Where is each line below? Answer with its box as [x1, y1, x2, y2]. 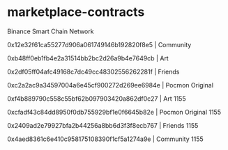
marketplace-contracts [7, 4, 145, 20]
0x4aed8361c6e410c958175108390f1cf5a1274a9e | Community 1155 [7, 135, 204, 143]
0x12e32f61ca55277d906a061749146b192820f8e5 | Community [7, 40, 192, 49]
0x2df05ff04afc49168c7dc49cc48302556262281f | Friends [7, 67, 180, 76]
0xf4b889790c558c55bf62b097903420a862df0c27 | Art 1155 [7, 94, 186, 103]
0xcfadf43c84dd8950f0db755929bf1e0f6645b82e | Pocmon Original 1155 [7, 108, 222, 116]
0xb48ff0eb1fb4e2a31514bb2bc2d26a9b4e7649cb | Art [7, 53, 169, 62]
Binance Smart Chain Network [7, 27, 94, 35]
